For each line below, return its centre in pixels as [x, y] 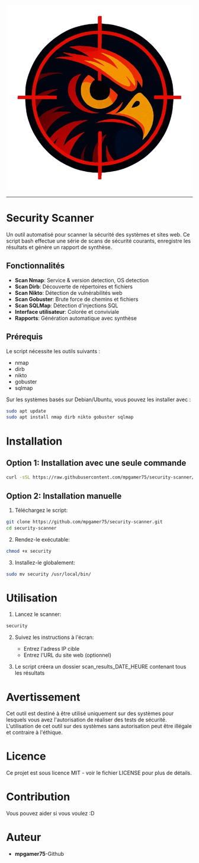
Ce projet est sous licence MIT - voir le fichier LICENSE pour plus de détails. [99, 773]
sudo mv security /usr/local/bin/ [49, 574]
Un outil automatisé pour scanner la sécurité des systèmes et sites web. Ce [98, 234]
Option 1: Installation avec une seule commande [96, 463]
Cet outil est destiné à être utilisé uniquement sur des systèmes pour [90, 714]
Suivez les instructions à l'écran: [54, 637]
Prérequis [25, 337]
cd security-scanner [32, 528]
